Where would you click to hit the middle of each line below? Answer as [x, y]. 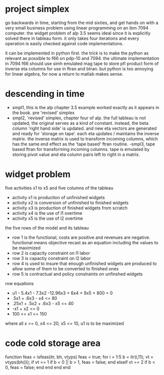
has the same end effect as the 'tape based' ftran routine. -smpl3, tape [83, 144]
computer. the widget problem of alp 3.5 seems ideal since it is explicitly [78, 33]
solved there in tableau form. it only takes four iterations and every [72, 38]
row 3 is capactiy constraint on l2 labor [51, 258]
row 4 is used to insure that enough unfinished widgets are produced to [84, 263]
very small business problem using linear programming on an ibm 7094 [77, 28]
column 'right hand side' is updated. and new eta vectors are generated [84, 128]
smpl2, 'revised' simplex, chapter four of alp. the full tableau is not [79, 118]
